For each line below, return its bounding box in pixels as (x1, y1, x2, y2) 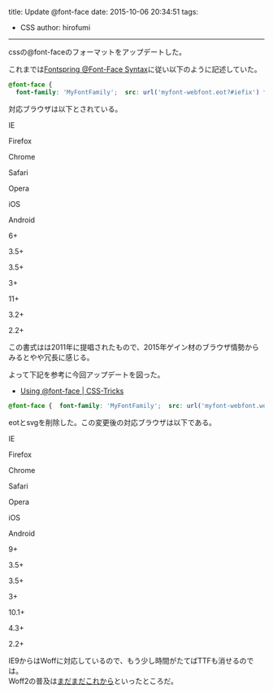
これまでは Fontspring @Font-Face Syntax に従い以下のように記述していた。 (8, 64, 262, 74)
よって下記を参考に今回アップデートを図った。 (8, 370, 165, 379)
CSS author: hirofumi (19, 23, 91, 32)
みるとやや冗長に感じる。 (8, 352, 94, 362)
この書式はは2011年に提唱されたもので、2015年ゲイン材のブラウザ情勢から (8, 342, 260, 352)
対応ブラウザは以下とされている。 (8, 103, 123, 113)
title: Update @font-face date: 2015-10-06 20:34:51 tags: (8, 7, 199, 16)
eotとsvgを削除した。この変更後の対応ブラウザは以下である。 (8, 417, 217, 427)
